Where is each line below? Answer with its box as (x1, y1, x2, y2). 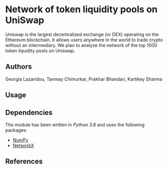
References (5, 157, 43, 166)
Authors (5, 62, 32, 71)
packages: (5, 127, 28, 133)
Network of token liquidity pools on (5, 4, 158, 15)
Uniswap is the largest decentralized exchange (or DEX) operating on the (5, 31, 159, 37)
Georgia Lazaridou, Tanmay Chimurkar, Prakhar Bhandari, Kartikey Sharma (5, 76, 162, 82)
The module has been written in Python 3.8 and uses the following (5, 122, 145, 128)
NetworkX (12, 142, 34, 149)
